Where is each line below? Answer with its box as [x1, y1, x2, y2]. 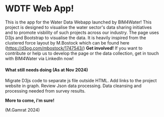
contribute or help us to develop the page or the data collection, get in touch [5, 50, 159, 56]
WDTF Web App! [5, 3, 74, 14]
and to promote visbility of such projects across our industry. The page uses [5, 29, 159, 35]
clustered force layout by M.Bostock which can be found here [5, 40, 130, 46]
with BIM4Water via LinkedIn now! [5, 55, 74, 61]
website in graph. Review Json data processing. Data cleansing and [5, 83, 142, 89]
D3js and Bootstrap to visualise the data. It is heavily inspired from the [5, 35, 146, 41]
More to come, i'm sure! [5, 97, 55, 103]
